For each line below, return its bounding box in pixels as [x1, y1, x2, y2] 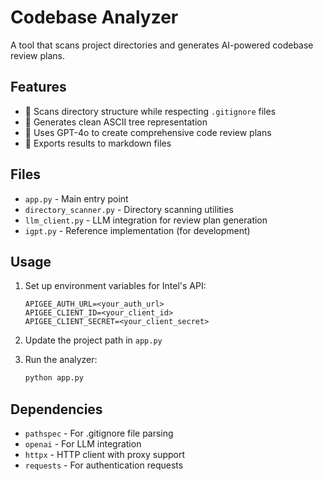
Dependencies [10, 401, 103, 418]
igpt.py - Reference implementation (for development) [24, 224, 251, 236]
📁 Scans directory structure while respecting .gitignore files [24, 105, 277, 117]
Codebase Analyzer [10, 6, 179, 29]
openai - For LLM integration [24, 438, 142, 450]
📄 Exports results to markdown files [24, 137, 172, 149]
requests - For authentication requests [24, 459, 184, 471]
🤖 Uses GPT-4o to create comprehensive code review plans [24, 126, 272, 138]
